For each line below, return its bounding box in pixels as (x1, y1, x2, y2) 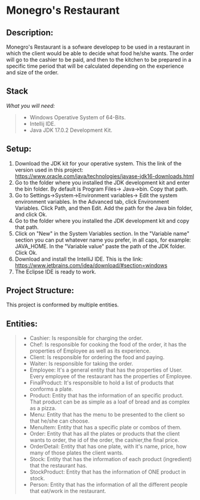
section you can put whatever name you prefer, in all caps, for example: (14, 236, 191, 243)
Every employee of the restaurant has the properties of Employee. (29, 373, 192, 380)
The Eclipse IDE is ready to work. (14, 268, 97, 275)
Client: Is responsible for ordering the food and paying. (29, 354, 165, 361)
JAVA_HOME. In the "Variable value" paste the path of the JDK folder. (14, 242, 186, 249)
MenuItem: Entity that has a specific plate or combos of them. (29, 424, 182, 431)
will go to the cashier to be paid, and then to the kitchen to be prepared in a (6, 56, 192, 63)
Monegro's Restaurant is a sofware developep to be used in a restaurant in (6, 43, 190, 50)
